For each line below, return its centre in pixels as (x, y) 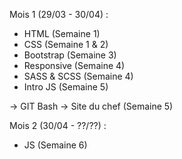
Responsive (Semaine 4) (74, 65)
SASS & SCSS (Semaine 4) (78, 76)
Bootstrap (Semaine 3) (70, 55)
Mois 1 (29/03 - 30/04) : (59, 14)
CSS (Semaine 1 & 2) (66, 44)
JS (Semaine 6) (55, 145)
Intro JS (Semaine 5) (66, 87)
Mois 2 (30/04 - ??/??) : (58, 125)
